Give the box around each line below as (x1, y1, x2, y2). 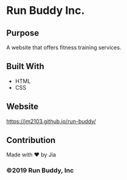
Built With (6, 61, 44, 72)
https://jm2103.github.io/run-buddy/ (6, 118, 96, 125)
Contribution (6, 135, 56, 145)
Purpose (6, 28, 39, 38)
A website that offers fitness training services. (6, 44, 122, 51)
